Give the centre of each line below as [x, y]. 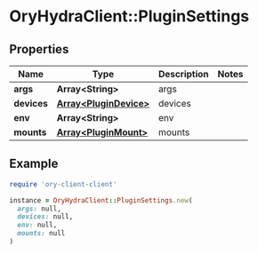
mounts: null [41, 234]
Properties [39, 49]
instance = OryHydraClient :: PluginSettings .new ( [101, 200]
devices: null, [45, 217]
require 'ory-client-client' [63, 184]
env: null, [37, 225]
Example [34, 164]
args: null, [40, 209]
